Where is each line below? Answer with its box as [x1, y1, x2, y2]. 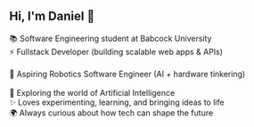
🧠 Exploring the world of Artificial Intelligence [9, 87, 176, 98]
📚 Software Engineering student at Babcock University [9, 33, 212, 44]
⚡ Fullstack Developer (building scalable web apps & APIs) [9, 46, 224, 57]
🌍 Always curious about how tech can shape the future [9, 107, 214, 118]
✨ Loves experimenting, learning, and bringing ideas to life [9, 97, 225, 107]
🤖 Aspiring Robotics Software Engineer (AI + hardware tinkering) [9, 68, 246, 79]
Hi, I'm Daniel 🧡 [9, 9, 95, 24]
